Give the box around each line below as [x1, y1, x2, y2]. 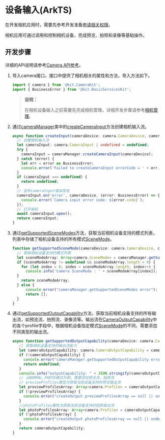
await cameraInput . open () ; [17, 211, 72, 216]
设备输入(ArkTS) [5, 4, 72, 16]
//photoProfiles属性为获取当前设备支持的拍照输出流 [19, 403, 114, 408]
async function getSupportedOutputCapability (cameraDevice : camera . [12, 338, 156, 344]
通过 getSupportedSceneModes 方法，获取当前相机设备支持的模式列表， [12, 230, 158, 236]
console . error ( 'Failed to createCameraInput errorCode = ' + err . [21, 166, 160, 170]
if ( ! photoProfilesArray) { [19, 412, 77, 417]
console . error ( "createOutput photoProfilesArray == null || [23, 417, 149, 422]
